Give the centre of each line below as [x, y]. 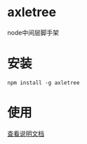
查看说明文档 [26, 133]
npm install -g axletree [43, 83]
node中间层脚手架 [33, 32]
